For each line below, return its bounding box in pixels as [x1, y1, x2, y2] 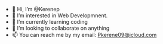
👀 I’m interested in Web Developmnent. [11, 12, 108, 19]
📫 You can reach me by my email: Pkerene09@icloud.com [11, 32, 157, 38]
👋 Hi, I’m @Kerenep [11, 6, 60, 12]
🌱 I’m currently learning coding [11, 18, 88, 25]
